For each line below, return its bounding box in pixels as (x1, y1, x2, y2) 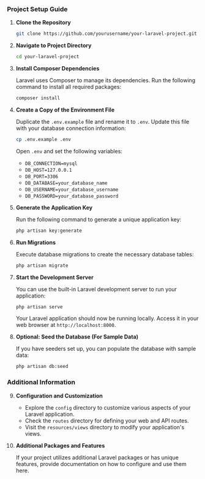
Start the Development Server (15, 274, 94, 281)
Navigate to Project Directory (15, 42, 92, 49)
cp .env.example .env (15, 136, 71, 142)
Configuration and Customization (15, 392, 103, 399)
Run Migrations (15, 239, 56, 246)
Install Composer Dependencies (15, 65, 100, 72)
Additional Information (7, 378, 76, 386)
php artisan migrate (15, 262, 69, 269)
